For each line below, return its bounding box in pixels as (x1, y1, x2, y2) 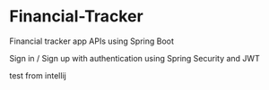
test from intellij (9, 70, 67, 81)
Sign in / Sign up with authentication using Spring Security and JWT (9, 53, 260, 63)
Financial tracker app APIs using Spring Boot (9, 36, 175, 46)
